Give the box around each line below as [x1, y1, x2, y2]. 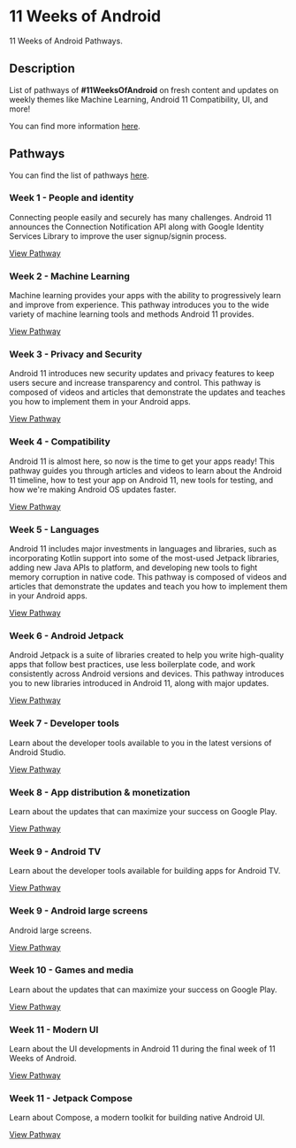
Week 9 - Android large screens [9, 905, 148, 917]
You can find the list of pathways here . [9, 170, 150, 181]
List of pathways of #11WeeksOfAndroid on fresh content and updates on [9, 84, 279, 95]
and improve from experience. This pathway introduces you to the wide [9, 299, 269, 311]
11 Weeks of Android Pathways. [9, 35, 124, 46]
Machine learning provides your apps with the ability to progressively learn [9, 290, 281, 301]
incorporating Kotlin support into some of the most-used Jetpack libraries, [9, 553, 280, 564]
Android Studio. [9, 746, 66, 758]
